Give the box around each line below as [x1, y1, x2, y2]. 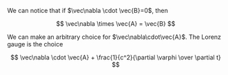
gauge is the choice [7, 40, 63, 48]
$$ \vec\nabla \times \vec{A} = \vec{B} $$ [56, 20, 176, 27]
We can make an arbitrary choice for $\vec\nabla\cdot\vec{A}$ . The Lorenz [7, 33, 222, 41]
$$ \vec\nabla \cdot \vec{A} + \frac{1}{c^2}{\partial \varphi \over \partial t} [10, 53, 222, 61]
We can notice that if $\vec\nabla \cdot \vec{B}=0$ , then [7, 7, 169, 14]
